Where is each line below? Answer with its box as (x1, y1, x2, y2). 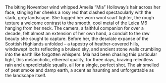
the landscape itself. (5, 73, 47, 78)
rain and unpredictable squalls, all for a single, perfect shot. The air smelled (5, 62, 159, 68)
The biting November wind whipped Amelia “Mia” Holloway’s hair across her (5, 4, 161, 10)
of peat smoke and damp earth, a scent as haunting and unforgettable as (5, 67, 154, 73)
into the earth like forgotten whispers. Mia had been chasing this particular (5, 51, 158, 57)
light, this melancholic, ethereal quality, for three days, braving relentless (5, 57, 154, 62)
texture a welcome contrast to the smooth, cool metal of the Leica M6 (5, 20, 148, 26)
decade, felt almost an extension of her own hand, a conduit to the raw (5, 31, 150, 36)
